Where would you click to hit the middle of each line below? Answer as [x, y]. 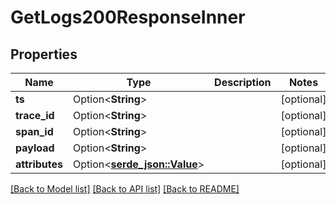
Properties [44, 54]
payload [35, 148]
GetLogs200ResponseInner [128, 17]
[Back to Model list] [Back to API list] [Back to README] [125, 189]
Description [243, 82]
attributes [39, 164]
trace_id [35, 115]
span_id [34, 131]
